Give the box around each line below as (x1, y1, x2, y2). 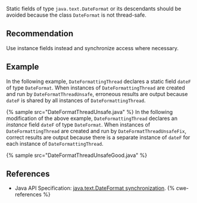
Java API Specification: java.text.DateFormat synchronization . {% (14, 184, 175, 192)
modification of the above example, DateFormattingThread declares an (6, 115, 177, 122)
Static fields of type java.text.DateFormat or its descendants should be (6, 5, 182, 12)
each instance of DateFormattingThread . (6, 140, 104, 147)
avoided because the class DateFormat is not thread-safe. (6, 11, 147, 19)
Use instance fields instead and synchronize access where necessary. (6, 44, 179, 51)
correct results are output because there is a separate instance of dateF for (6, 134, 190, 141)
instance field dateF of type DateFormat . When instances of (6, 121, 151, 128)
